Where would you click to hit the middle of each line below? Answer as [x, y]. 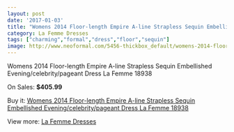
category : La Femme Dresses [48, 33]
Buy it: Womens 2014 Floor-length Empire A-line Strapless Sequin [101, 101]
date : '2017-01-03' [36, 20]
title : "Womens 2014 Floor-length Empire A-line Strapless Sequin [106, 27]
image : [17, 46]
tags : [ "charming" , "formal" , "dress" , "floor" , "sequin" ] [88, 40]
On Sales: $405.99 [35, 87]
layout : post [26, 14]
